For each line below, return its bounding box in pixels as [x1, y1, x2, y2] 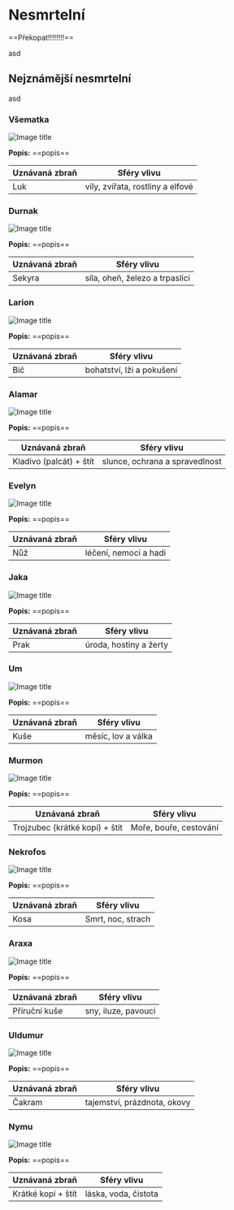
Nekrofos [8, 847, 46, 858]
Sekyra [12, 272, 40, 284]
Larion [8, 297, 35, 308]
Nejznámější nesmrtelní [8, 72, 132, 86]
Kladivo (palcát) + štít [12, 455, 95, 466]
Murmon [8, 754, 43, 765]
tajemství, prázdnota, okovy [84, 1097, 191, 1108]
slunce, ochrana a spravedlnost [102, 455, 222, 466]
